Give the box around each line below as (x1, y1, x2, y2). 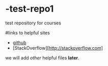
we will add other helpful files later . (5, 54, 80, 61)
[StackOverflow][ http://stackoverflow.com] (12, 45, 103, 51)
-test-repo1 (5, 3, 54, 15)
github (12, 39, 26, 46)
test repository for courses (5, 20, 61, 26)
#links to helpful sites (5, 29, 50, 36)
